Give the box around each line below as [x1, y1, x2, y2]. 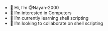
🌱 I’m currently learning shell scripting [10, 15, 89, 21]
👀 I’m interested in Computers [10, 10, 72, 16]
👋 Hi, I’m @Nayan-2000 [10, 5, 59, 10]
